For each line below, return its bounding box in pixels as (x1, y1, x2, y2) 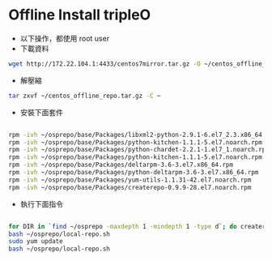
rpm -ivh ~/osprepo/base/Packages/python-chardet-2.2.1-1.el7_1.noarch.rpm (8, 146, 270, 154)
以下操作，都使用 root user (19, 33, 110, 43)
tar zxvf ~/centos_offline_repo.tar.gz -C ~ (8, 92, 161, 100)
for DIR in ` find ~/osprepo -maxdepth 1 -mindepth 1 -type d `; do (8, 222, 237, 230)
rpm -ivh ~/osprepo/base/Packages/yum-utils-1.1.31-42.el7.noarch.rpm (8, 176, 252, 184)
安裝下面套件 (19, 107, 63, 117)
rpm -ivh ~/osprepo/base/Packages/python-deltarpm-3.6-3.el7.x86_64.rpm (8, 169, 259, 177)
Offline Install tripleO (8, 6, 151, 24)
